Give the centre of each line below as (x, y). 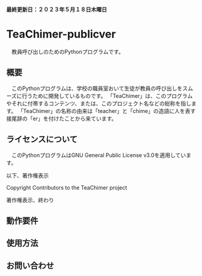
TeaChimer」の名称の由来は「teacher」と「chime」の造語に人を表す (109, 111)
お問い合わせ (30, 265)
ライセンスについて (42, 139)
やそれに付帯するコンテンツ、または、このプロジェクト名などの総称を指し (99, 103)
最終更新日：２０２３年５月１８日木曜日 (57, 9)
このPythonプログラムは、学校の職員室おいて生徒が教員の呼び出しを (97, 88)
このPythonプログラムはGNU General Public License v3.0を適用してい (99, 155)
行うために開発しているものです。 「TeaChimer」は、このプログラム (107, 95)
